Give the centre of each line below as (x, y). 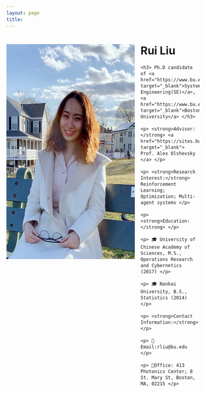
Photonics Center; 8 (167, 372)
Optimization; (158, 196)
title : (15, 19)
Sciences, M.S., (161, 254)
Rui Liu (158, 51)
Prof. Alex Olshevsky (168, 154)
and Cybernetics (161, 266)
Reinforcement (158, 184)
